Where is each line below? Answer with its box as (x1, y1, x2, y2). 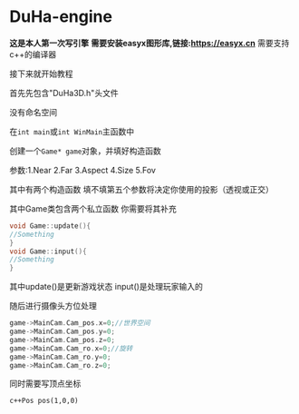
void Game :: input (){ (9, 247, 88, 256)
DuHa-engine (9, 6, 113, 27)
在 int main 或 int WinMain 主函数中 (9, 125, 135, 137)
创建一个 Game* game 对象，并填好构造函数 (9, 145, 161, 156)
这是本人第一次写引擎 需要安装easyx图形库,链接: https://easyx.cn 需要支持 (9, 37, 290, 48)
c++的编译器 (9, 48, 57, 60)
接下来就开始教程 (9, 68, 73, 79)
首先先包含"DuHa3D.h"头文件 (9, 87, 120, 98)
